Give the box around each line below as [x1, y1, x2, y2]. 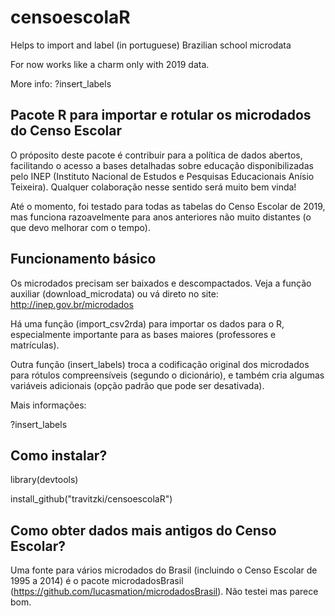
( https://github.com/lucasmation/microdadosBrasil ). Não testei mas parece [10, 586, 319, 598]
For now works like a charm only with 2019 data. [10, 58, 210, 70]
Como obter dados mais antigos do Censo [10, 522, 277, 539]
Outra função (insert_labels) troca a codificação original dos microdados [10, 358, 310, 370]
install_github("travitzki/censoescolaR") [10, 493, 173, 505]
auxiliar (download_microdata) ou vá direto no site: [10, 287, 219, 300]
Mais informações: [10, 399, 87, 411]
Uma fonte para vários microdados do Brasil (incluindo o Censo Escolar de [10, 564, 318, 576]
